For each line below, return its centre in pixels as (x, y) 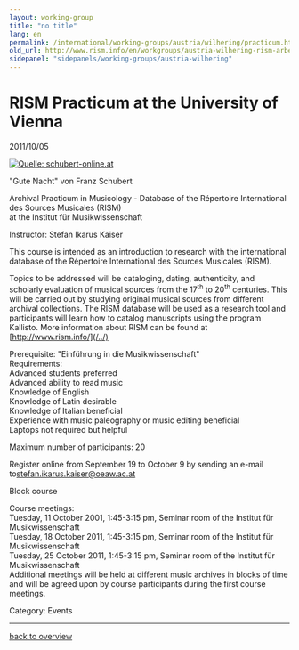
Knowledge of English (49, 392)
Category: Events (41, 610)
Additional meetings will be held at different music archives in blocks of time (149, 574)
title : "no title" (43, 26)
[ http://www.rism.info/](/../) (59, 337)
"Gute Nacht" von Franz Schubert (71, 181)
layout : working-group (51, 17)
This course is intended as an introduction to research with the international (148, 251)
